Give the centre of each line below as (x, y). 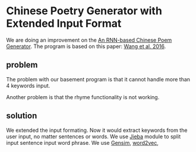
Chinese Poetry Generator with (84, 11)
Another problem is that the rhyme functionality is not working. (83, 97)
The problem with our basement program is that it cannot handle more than (98, 79)
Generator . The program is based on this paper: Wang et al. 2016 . (86, 46)
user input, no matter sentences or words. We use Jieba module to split (94, 136)
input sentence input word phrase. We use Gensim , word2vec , (82, 142)
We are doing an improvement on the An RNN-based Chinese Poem (89, 40)
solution (22, 116)
